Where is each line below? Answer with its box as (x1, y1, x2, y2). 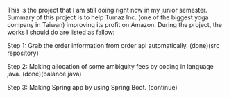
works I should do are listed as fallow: (7, 28, 115, 36)
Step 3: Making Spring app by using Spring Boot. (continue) (7, 83, 178, 91)
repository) (7, 49, 40, 57)
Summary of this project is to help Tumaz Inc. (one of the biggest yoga (7, 13, 209, 22)
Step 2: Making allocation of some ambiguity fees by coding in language (7, 63, 214, 70)
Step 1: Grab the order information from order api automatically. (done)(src (7, 42, 220, 49)
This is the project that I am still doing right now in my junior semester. (7, 6, 207, 14)
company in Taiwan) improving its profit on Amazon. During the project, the (7, 21, 222, 28)
